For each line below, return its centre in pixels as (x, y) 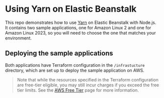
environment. (18, 38)
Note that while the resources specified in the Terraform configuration (88, 79)
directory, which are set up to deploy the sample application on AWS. (75, 70)
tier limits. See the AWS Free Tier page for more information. (78, 90)
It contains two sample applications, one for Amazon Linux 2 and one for (78, 27)
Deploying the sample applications (59, 53)
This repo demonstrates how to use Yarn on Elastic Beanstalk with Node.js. (81, 22)
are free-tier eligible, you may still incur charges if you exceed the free (88, 85)
